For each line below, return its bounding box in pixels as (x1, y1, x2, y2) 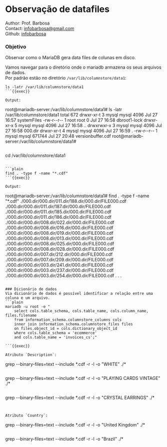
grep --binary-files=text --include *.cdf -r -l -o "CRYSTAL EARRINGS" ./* (5, 394, 155, 401)
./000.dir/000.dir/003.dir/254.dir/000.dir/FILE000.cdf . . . (5, 273, 122, 279)
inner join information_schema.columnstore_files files (14, 322, 133, 327)
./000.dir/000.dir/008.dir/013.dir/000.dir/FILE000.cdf (5, 235, 113, 241)
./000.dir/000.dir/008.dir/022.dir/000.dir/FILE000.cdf (5, 219, 114, 226)
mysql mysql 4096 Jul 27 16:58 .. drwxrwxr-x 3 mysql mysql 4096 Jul (18, 123, 162, 129)
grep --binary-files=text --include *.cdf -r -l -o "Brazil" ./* (5, 436, 123, 442)
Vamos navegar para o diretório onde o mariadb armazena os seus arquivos (5, 64, 161, 71)
